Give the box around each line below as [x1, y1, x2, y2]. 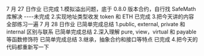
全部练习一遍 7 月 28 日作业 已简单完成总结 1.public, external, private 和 [6, 21, 186, 27]
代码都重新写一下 [6, 43, 49, 51]
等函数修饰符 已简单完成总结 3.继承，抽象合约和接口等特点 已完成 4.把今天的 [6, 36, 198, 43]
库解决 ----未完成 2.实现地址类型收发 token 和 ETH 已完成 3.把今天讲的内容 [6, 13, 194, 20]
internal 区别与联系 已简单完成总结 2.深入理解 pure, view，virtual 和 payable [6, 28, 197, 35]
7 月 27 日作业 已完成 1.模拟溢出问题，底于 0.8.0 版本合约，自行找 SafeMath [6, 5, 196, 12]
